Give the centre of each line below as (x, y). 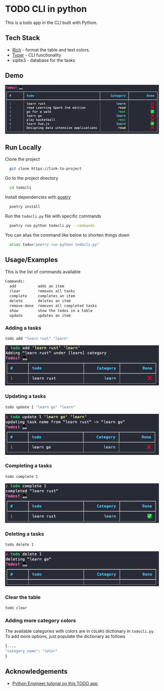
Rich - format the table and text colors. (51, 49)
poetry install (25, 207)
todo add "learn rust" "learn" (37, 338)
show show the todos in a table (51, 310)
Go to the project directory (32, 178)
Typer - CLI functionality (37, 55)
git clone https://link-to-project (46, 169)
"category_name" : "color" (31, 651)
